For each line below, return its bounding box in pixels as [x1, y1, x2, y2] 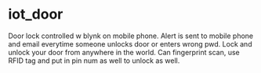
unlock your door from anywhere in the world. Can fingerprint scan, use [8, 47, 241, 57]
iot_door [8, 5, 63, 23]
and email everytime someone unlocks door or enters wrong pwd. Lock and [8, 39, 252, 48]
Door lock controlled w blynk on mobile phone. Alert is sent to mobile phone [8, 31, 254, 40]
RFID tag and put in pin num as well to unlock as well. [8, 56, 180, 65]
